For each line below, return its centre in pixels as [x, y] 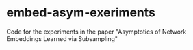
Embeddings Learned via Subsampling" [62, 38]
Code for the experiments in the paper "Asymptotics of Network [96, 32]
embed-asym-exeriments [81, 13]
